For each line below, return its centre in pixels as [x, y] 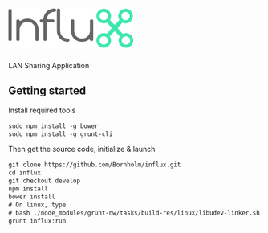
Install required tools [42, 110]
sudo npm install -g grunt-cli [61, 134]
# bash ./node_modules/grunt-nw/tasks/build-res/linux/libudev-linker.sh [134, 213]
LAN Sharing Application [49, 65]
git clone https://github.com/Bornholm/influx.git [95, 165]
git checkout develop [45, 181]
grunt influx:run [37, 221]
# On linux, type [37, 205]
